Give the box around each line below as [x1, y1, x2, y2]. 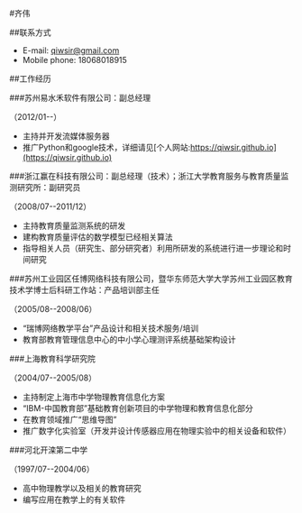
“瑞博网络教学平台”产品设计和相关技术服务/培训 [22, 323, 199, 334]
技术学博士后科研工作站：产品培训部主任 [9, 285, 160, 295]
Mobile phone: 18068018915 [22, 55, 128, 65]
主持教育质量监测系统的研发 [22, 220, 126, 231]
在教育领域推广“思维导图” [22, 414, 117, 425]
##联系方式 [9, 27, 51, 38]
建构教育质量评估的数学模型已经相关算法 [22, 232, 173, 242]
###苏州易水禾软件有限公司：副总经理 [9, 93, 151, 103]
